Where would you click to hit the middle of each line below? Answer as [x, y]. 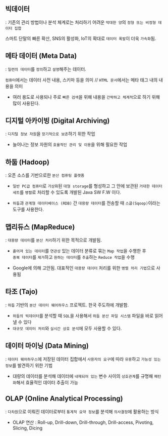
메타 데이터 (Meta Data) [41, 56]
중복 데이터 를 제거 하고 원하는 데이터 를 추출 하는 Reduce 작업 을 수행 [73, 257]
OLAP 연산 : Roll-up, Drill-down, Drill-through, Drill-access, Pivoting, [83, 422]
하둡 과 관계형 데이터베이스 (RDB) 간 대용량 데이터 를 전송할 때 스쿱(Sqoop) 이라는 [86, 203]
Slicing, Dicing [27, 428]
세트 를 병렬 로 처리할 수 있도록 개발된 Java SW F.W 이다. [67, 192]
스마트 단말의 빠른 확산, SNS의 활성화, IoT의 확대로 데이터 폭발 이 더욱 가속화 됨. [81, 38]
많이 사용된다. [26, 103]
